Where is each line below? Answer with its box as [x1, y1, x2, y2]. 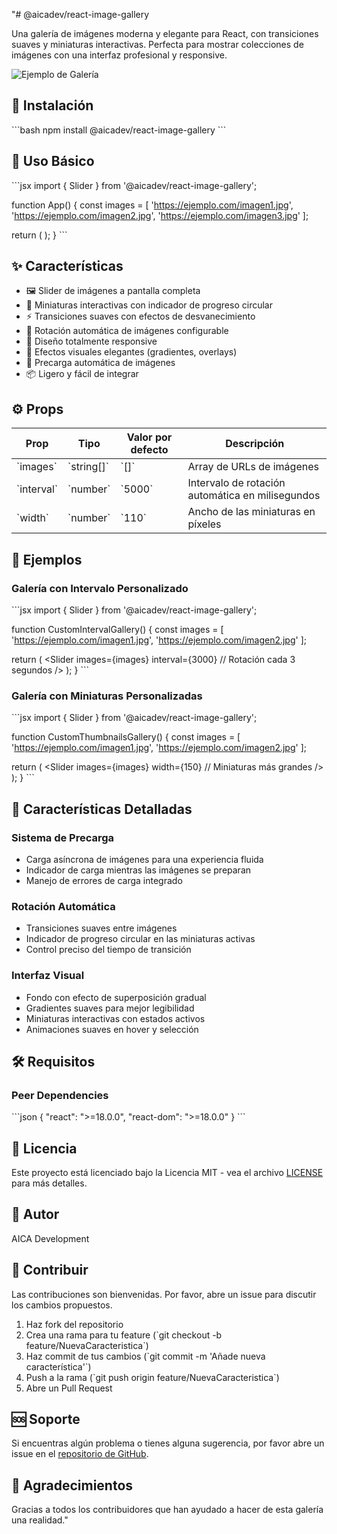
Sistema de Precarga [11, 830, 115, 844]
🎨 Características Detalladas [11, 800, 193, 818]
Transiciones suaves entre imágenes [25, 922, 178, 934]
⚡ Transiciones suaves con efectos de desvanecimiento [25, 310, 256, 323]
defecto [130, 443, 169, 457]
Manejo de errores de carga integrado [25, 874, 183, 886]
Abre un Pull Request [25, 1382, 113, 1394]
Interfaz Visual [11, 969, 85, 983]
